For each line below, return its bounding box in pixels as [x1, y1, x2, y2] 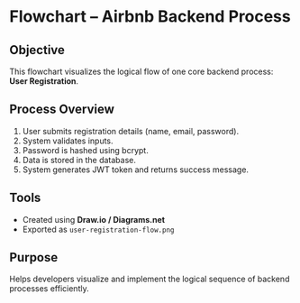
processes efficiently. [9, 283, 89, 294]
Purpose [9, 250, 59, 265]
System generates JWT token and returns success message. [22, 164, 250, 175]
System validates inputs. [22, 135, 114, 146]
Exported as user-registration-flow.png [22, 224, 175, 234]
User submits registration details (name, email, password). [22, 125, 240, 136]
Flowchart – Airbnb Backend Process [9, 6, 291, 27]
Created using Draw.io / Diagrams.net [22, 214, 165, 225]
